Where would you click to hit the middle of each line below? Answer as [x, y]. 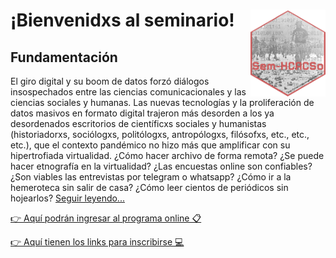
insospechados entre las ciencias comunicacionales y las [128, 92]
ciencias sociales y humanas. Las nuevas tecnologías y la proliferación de [162, 102]
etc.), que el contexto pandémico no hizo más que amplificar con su [150, 145]
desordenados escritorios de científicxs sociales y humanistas [138, 123]
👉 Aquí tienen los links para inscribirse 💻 [97, 242]
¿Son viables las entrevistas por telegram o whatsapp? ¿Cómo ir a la [151, 177]
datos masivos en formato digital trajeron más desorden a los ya [142, 113]
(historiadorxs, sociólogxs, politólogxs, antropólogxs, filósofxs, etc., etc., [160, 134]
